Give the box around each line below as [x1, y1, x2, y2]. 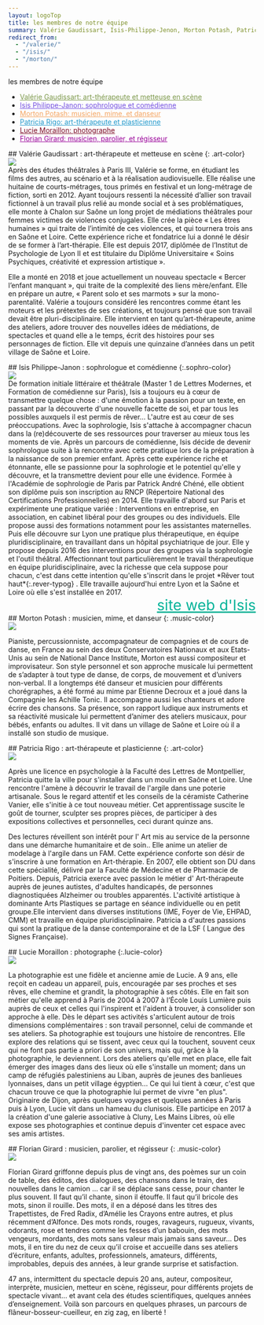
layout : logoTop [8, 11, 61, 20]
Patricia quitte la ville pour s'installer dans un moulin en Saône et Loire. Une [8, 774, 253, 784]
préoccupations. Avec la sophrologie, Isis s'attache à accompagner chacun [8, 420, 252, 430]
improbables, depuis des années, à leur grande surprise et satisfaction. [8, 1258, 239, 1268]
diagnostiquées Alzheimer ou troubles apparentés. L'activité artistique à [8, 890, 240, 899]
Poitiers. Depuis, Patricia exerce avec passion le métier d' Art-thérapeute [8, 873, 244, 883]
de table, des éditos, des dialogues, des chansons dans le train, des [8, 1175, 228, 1184]
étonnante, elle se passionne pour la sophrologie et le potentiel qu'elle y [8, 462, 241, 471]
